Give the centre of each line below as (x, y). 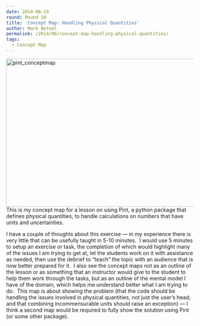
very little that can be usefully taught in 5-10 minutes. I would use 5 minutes (100, 240)
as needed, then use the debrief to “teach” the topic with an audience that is (100, 259)
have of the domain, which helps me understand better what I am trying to (97, 284)
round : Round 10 (26, 17)
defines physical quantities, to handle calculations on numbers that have (95, 216)
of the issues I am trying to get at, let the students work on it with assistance (100, 253)
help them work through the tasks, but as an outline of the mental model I (96, 278)
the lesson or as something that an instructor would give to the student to (96, 272)
